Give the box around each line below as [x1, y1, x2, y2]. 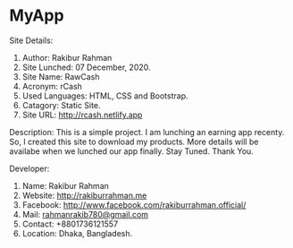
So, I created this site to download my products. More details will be [9, 136, 259, 147]
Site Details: [9, 35, 54, 46]
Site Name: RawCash [21, 71, 100, 81]
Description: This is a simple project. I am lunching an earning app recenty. [9, 126, 285, 137]
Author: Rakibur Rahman [21, 52, 113, 63]
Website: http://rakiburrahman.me [21, 190, 147, 201]
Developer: [9, 163, 50, 174]
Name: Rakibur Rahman [21, 180, 110, 191]
